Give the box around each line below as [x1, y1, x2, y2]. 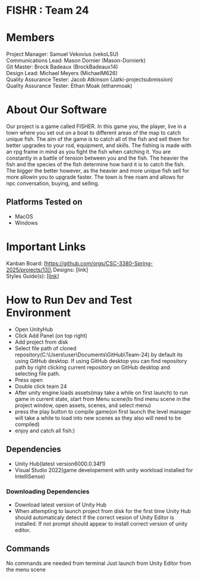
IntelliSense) [14, 473, 46, 480]
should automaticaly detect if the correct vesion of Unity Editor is [14, 514, 174, 521]
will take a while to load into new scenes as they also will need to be [14, 414, 182, 421]
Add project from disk [14, 338, 68, 346]
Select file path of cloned [14, 344, 77, 352]
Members [6, 31, 55, 45]
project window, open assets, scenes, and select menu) [14, 402, 151, 409]
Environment [6, 306, 71, 319]
